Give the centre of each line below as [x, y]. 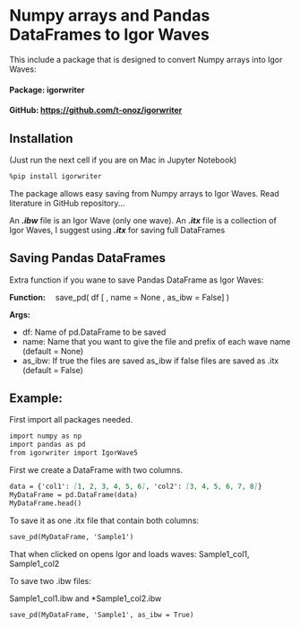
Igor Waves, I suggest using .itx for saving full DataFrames [117, 230]
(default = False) [52, 370]
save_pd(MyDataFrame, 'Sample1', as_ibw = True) [102, 615]
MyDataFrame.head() [46, 503]
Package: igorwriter [47, 90]
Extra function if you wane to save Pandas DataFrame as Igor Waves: [137, 280]
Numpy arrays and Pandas [110, 16]
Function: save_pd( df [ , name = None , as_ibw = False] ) [120, 297]
